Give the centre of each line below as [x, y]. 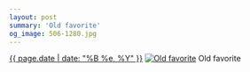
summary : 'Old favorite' [55, 25]
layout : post [33, 17]
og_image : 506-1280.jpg [53, 33]
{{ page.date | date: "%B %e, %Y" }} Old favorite [125, 59]
